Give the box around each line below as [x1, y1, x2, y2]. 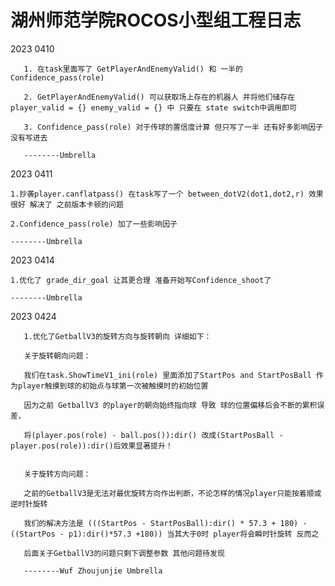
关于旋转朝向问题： [23, 351, 92, 361]
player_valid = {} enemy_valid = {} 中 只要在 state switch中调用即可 [10, 102, 297, 113]
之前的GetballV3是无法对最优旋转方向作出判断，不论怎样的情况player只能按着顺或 [23, 488, 322, 498]
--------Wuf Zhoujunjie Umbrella [23, 566, 163, 576]
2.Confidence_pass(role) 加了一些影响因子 [10, 219, 178, 229]
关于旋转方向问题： [23, 469, 92, 479]
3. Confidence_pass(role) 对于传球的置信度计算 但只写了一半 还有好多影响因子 [23, 122, 324, 132]
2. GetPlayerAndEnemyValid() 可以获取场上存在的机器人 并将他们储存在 [23, 92, 296, 102]
